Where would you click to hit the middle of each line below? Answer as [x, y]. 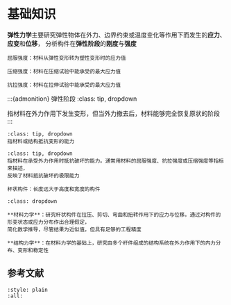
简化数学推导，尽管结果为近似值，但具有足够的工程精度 [75, 229]
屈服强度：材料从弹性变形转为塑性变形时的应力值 [67, 58]
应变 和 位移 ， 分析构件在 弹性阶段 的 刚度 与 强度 [72, 43]
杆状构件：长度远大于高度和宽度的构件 [54, 189]
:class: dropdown [32, 201]
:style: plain [28, 290]
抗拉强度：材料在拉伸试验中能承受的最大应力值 [64, 85]
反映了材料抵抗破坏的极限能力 [43, 175]
